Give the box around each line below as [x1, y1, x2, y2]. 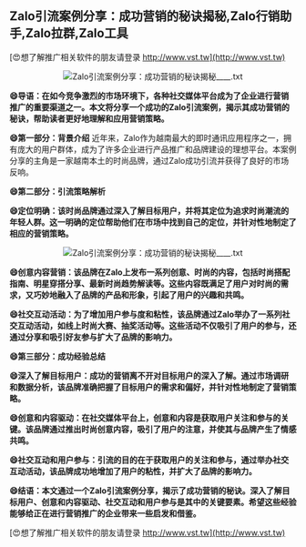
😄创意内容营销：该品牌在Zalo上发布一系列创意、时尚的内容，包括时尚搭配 [9, 267, 291, 278]
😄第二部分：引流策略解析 [9, 186, 107, 197]
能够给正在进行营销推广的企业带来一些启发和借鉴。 [9, 508, 201, 519]
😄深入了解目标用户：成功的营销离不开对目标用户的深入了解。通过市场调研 [9, 370, 290, 380]
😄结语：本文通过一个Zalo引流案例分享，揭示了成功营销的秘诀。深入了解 [9, 485, 282, 496]
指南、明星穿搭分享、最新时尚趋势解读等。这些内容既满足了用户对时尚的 [9, 278, 280, 289]
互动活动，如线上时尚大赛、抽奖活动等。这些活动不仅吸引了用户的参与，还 [16, 319, 297, 330]
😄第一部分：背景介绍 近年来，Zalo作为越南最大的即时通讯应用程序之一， [9, 132, 284, 143]
